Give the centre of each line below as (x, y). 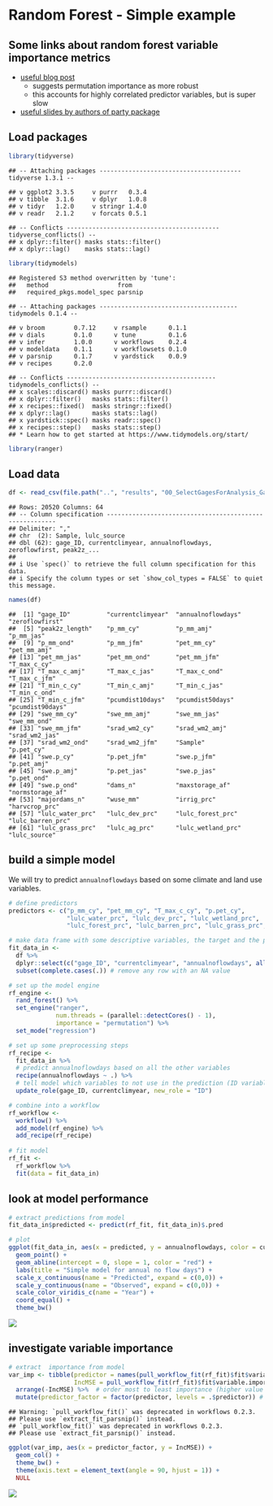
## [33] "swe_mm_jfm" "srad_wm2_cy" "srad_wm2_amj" (118, 729)
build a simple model (62, 860)
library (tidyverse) (41, 156)
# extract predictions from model (67, 1217)
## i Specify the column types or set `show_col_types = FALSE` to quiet (136, 579)
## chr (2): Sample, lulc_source (67, 536)
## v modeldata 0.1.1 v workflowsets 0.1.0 (97, 349)
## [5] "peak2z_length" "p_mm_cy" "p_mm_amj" (110, 629)
